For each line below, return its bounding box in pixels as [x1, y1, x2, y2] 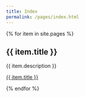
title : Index [6, 8, 38, 15]
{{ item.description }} [6, 63, 57, 70]
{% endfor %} [6, 85, 40, 92]
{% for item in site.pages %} [6, 30, 74, 37]
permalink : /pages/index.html [6, 14, 80, 20]
